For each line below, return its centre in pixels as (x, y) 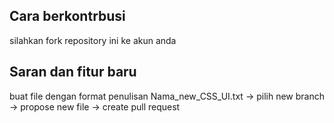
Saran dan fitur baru (73, 72)
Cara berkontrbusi (67, 16)
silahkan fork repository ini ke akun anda (93, 40)
